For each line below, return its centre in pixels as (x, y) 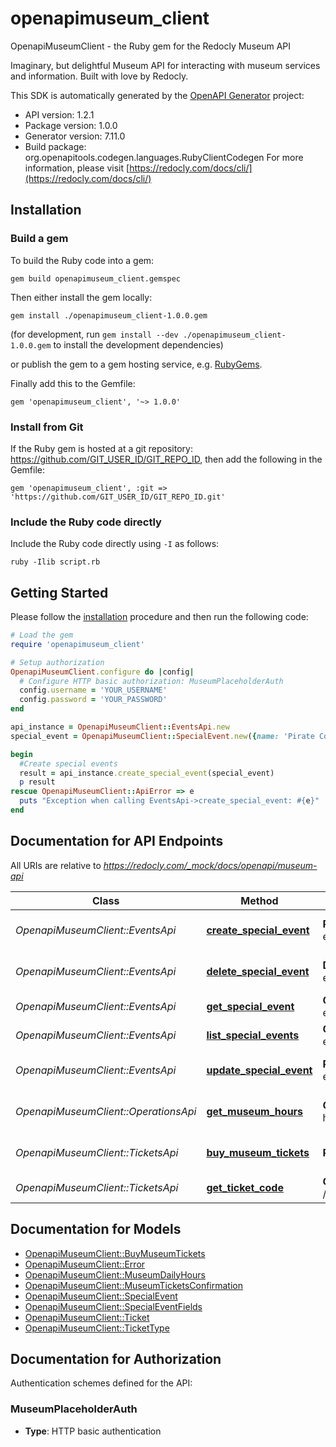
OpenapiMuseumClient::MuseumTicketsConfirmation (134, 1285)
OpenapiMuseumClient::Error (85, 1264)
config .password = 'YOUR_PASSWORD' (93, 700)
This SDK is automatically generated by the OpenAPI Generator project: (157, 95)
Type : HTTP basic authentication (93, 1431)
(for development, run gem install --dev (94, 334)
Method (259, 900)
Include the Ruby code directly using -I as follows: (115, 544)
